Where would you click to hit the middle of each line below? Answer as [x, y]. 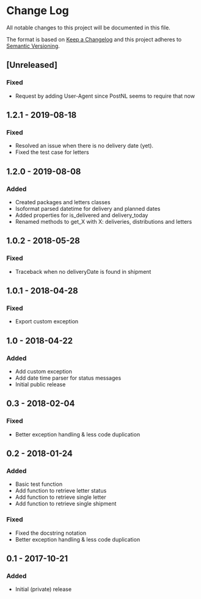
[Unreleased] [32, 65]
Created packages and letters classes [63, 202]
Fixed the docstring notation [51, 533]
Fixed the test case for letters [52, 152]
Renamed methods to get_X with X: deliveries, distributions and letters [104, 222]
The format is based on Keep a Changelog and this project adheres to [94, 39]
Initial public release [40, 384]
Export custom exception [47, 322]
